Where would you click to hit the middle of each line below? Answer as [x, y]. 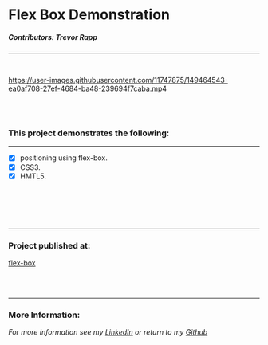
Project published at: [49, 245]
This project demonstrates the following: [89, 133]
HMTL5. [33, 176]
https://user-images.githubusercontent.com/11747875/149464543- [118, 80]
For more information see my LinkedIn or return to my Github [108, 332]
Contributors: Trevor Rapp [53, 37]
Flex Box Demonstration [89, 15]
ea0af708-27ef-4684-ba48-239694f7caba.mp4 [88, 88]
